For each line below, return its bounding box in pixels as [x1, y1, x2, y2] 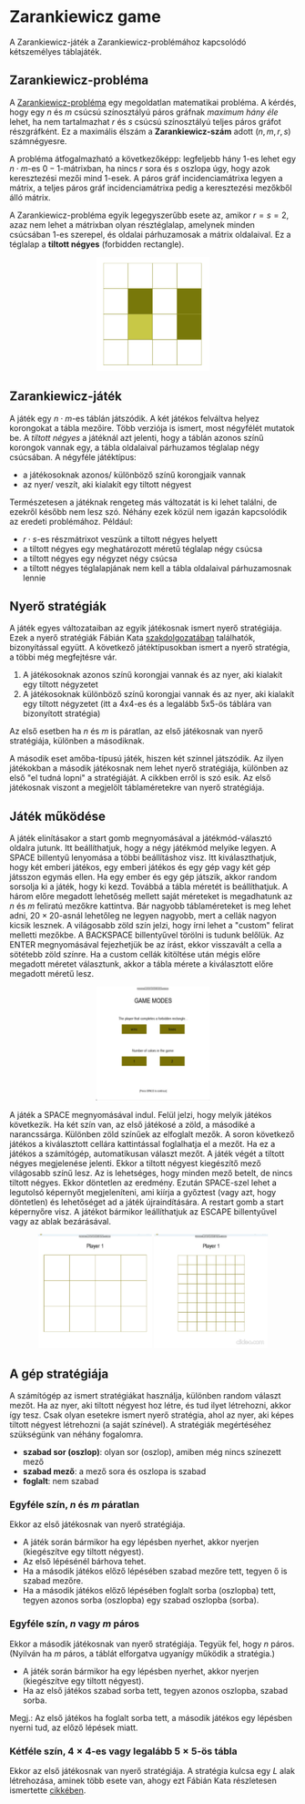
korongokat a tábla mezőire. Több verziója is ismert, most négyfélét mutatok [9, 422, 296, 434]
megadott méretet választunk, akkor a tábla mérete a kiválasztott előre [9, 958, 274, 969]
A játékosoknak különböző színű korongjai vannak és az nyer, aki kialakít [22, 689, 295, 700]
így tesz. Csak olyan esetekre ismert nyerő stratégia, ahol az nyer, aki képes [9, 1409, 294, 1420]
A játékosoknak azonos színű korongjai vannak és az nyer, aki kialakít [22, 670, 283, 681]
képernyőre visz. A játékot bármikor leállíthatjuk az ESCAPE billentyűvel [9, 1206, 278, 1217]
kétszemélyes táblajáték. [9, 46, 102, 56]
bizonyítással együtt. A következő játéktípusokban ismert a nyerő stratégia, [9, 642, 290, 653]
